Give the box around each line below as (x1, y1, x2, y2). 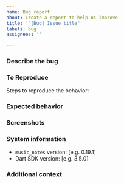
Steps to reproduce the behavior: (6, 87, 89, 94)
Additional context (6, 170, 63, 179)
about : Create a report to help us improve (6, 15, 119, 21)
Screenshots (6, 119, 45, 127)
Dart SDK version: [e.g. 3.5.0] (15, 155, 89, 162)
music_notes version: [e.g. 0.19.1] (15, 148, 96, 156)
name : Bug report (6, 9, 50, 15)
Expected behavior (6, 102, 64, 111)
